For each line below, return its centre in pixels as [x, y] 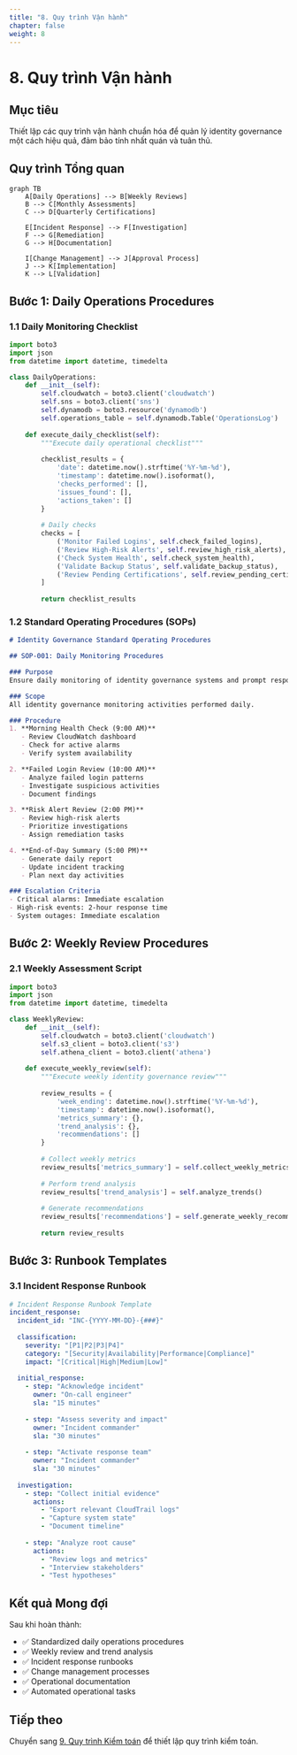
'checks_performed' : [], [102, 484]
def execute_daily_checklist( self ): [93, 434]
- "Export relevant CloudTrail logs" [110, 1510]
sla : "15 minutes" [66, 1403]
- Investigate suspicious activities [91, 786]
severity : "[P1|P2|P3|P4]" [75, 1345]
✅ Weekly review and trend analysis [88, 1652]
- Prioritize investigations [74, 827]
